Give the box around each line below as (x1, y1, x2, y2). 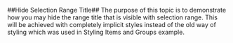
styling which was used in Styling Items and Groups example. (7, 28, 185, 36)
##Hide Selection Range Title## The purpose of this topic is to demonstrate (7, 6, 227, 14)
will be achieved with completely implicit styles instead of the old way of (7, 21, 216, 28)
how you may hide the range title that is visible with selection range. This (7, 13, 218, 21)
